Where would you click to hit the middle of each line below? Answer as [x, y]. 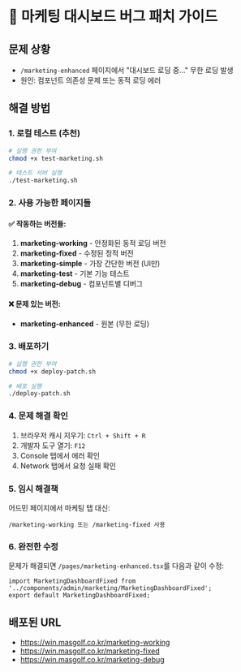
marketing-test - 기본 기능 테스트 [75, 274]
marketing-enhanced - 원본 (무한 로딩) [85, 323]
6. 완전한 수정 [34, 546]
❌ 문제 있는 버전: [34, 304]
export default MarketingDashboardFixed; [80, 596]
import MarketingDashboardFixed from [72, 581]
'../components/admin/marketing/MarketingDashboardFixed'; [110, 588]
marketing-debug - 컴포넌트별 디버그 [82, 284]
